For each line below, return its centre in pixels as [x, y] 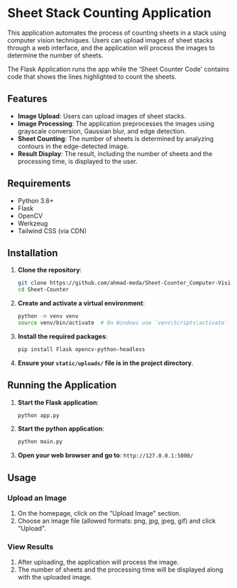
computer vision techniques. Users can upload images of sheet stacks [110, 40]
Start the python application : [61, 429]
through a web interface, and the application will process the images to [111, 48]
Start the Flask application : [58, 402]
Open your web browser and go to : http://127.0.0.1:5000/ [105, 455]
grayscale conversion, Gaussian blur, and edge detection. [102, 131]
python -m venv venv [48, 316]
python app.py [38, 415]
